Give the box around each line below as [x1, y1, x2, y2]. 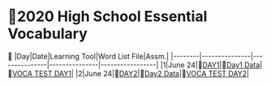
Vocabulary [7, 24, 88, 43]
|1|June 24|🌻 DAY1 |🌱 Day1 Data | [160, 60, 263, 70]
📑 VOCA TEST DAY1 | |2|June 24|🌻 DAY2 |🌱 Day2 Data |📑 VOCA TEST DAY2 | [7, 68, 250, 78]
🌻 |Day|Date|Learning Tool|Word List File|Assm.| [7, 51, 170, 61]
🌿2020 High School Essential [7, 7, 208, 26]
